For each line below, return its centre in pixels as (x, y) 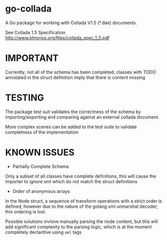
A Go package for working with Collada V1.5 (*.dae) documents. (71, 23)
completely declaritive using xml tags (44, 232)
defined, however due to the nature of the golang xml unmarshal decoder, (82, 206)
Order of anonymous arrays (41, 191)
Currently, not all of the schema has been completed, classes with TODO (80, 72)
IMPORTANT (32, 58)
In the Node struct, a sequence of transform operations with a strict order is (84, 201)
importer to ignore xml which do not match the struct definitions (71, 181)
